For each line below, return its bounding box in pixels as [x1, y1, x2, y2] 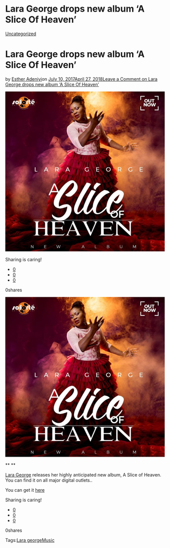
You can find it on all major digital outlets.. [5, 477, 93, 483]
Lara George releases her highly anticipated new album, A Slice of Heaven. [5, 471, 162, 477]
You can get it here [5, 487, 45, 493]
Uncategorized [5, 30, 36, 37]
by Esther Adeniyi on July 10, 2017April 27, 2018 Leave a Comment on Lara [5, 76, 158, 82]
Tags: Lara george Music [5, 537, 55, 543]
